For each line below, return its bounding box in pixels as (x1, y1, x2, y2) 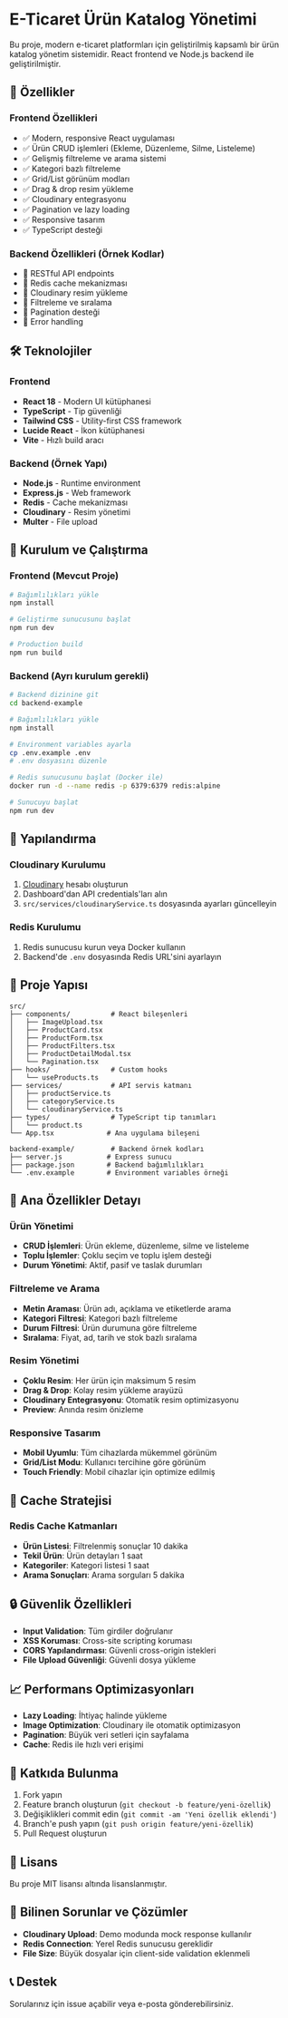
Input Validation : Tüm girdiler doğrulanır (22, 1625, 174, 1636)
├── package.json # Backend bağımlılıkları (9, 1160, 205, 1169)
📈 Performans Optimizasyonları (9, 1682, 195, 1697)
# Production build (9, 640, 83, 649)
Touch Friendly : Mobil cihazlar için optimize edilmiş (22, 1467, 216, 1478)
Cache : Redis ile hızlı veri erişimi (22, 1739, 144, 1750)
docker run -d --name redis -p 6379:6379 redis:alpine (9, 781, 221, 791)
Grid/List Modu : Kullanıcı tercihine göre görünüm (22, 1457, 206, 1468)
